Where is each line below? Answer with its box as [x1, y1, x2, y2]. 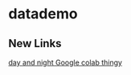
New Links [8, 37, 62, 50]
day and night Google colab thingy [8, 57, 123, 67]
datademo [8, 5, 78, 23]
